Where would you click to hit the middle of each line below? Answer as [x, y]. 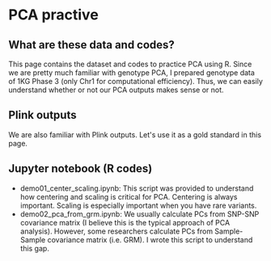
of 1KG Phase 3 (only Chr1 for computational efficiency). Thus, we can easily [135, 81]
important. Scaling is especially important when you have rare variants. [138, 205]
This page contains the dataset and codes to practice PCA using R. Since [130, 64]
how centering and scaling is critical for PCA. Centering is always [129, 196]
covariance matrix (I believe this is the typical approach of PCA [125, 222]
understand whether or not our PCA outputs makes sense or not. [116, 90]
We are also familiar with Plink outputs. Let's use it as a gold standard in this [135, 134]
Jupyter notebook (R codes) [80, 168]
